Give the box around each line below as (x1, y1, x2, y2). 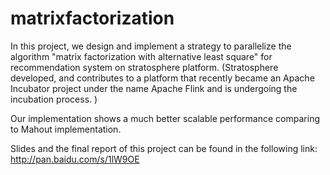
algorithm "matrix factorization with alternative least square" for (10, 50, 273, 62)
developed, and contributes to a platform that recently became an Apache (10, 72, 315, 84)
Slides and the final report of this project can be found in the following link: (10, 142, 318, 154)
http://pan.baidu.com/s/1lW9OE (10, 153, 140, 165)
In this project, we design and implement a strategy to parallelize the (10, 40, 292, 52)
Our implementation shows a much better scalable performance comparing (10, 112, 320, 124)
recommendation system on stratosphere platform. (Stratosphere (10, 61, 279, 73)
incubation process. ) (10, 93, 98, 105)
